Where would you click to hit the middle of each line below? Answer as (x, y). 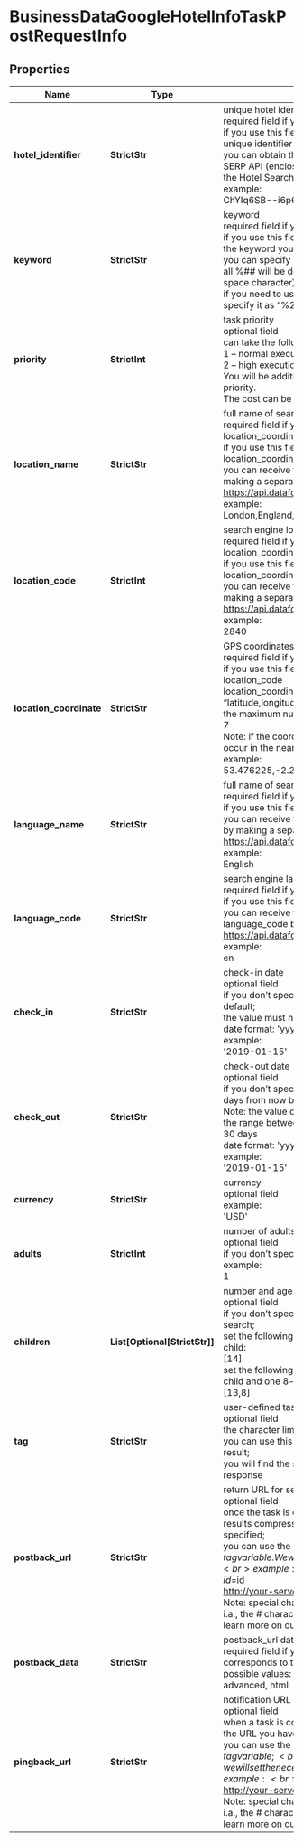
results (238, 1524)
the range (243, 1122)
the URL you (249, 1734)
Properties (40, 69)
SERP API (243, 166)
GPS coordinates (259, 646)
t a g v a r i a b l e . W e (256, 1557)
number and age (258, 1291)
